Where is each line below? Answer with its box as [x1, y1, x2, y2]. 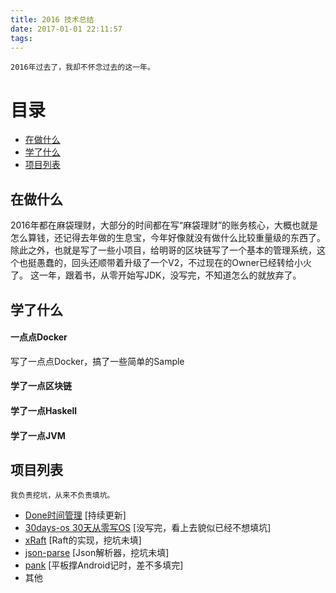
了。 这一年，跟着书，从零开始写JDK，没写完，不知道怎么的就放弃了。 [10, 269, 302, 281]
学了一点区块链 [10, 380, 72, 392]
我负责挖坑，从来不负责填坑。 [10, 491, 115, 501]
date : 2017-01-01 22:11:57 [10, 24, 123, 34]
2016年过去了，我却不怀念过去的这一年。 [10, 62, 155, 73]
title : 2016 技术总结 [10, 14, 95, 25]
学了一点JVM [10, 429, 66, 441]
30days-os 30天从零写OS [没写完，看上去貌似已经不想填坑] [24, 522, 272, 534]
